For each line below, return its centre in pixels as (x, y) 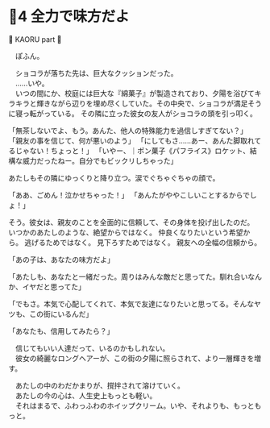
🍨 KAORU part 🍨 (35, 39)
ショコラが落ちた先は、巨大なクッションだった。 (96, 73)
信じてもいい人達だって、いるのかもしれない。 (92, 348)
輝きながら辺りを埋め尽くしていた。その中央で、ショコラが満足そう (149, 103)
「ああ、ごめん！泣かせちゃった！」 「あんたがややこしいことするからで (129, 195)
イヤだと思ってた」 (54, 286)
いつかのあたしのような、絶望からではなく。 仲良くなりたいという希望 (126, 232)
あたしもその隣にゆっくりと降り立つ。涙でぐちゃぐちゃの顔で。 (114, 177)
